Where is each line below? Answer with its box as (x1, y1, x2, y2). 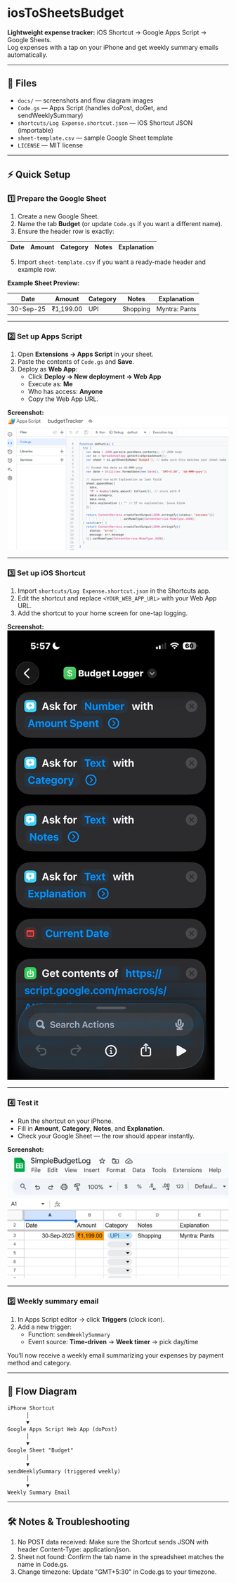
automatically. (7, 51, 48, 59)
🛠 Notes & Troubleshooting (7, 1516, 130, 1528)
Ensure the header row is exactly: (17, 227, 114, 236)
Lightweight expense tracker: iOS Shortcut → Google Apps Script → (7, 28, 207, 37)
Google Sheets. (7, 35, 52, 44)
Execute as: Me (27, 379, 73, 388)
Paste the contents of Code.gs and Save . (17, 357, 135, 366)
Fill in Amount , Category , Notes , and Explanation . (17, 1124, 165, 1132)
